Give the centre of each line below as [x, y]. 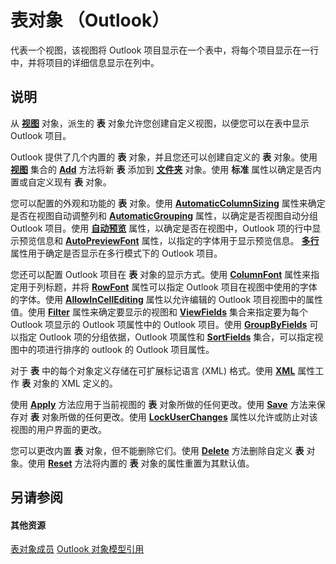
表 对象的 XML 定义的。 [69, 383]
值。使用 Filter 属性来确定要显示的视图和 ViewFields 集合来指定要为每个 [159, 312]
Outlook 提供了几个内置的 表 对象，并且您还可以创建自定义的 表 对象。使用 [164, 157]
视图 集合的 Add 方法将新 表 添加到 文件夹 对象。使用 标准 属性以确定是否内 [166, 169]
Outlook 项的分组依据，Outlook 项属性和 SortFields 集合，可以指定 [176, 337]
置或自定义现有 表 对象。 [61, 182]
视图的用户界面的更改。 [58, 429]
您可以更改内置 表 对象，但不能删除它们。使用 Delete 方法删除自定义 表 [157, 450]
